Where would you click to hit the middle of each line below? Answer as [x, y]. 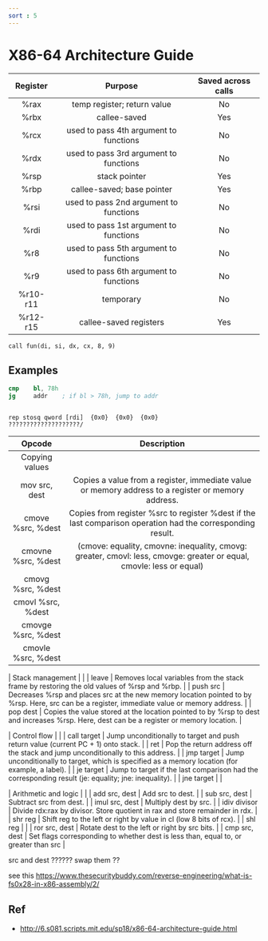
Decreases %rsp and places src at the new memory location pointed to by [130, 695]
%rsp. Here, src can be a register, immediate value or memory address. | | [130, 704]
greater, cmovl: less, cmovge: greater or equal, [162, 556]
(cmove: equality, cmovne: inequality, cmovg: [162, 546]
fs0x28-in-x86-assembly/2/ [54, 884]
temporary [122, 299]
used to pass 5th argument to [122, 248]
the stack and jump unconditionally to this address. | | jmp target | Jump [126, 753]
